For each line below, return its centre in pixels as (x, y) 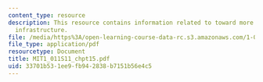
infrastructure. (41, 30)
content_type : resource (47, 15)
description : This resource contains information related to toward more (131, 23)
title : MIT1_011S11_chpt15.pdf (59, 59)
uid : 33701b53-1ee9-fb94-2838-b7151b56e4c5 (80, 66)
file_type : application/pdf (54, 45)
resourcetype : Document (47, 52)
